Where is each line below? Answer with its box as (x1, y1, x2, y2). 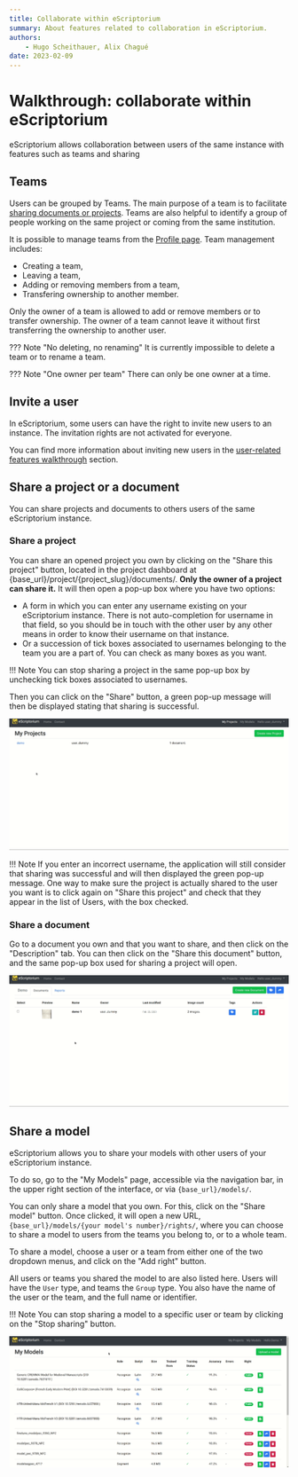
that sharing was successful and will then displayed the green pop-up (9, 868, 264, 878)
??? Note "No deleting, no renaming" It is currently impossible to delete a (9, 342, 275, 352)
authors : (9, 33, 42, 42)
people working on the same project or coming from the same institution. (9, 216, 276, 227)
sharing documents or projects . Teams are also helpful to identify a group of (9, 207, 287, 217)
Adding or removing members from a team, (21, 279, 180, 290)
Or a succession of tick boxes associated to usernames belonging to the (21, 638, 286, 648)
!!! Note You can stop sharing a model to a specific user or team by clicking (9, 1308, 284, 1319)
